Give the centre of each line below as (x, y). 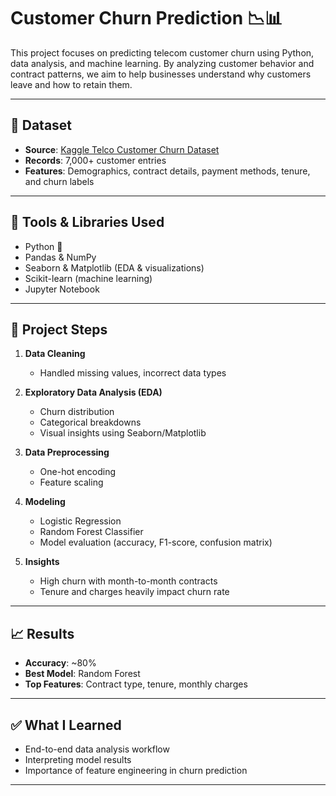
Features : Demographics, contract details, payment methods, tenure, (167, 171)
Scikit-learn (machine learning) (88, 278)
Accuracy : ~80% (60, 663)
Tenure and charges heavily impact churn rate (134, 592)
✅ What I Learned (66, 725)
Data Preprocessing (67, 452)
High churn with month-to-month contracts (128, 581)
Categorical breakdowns (90, 422)
